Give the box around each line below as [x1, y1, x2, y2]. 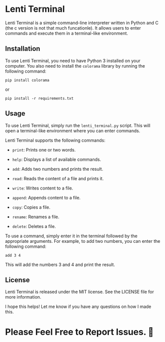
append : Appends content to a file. [12, 194, 81, 200]
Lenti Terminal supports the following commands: [5, 137, 106, 143]
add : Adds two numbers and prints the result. [12, 166, 103, 172]
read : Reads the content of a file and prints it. [12, 175, 104, 181]
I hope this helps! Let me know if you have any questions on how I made [5, 304, 152, 309]
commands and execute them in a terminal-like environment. [5, 30, 128, 36]
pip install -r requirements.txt [5, 96, 74, 101]
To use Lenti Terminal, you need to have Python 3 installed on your [5, 58, 140, 64]
